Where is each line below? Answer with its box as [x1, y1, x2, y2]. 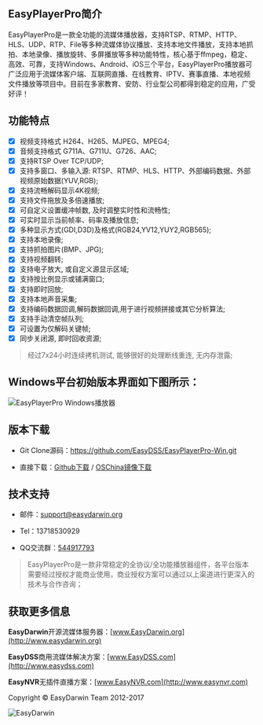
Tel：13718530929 [19, 526, 80, 536]
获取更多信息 [8, 605, 71, 618]
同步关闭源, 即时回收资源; [19, 333, 102, 343]
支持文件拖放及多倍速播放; [19, 195, 105, 204]
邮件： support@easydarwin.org [19, 510, 123, 519]
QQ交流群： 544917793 [19, 543, 95, 553]
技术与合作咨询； [27, 580, 83, 589]
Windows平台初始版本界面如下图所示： [8, 376, 200, 389]
